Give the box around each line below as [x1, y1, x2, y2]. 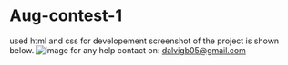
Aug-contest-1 [9, 5, 123, 26]
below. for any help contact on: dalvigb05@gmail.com [9, 44, 246, 55]
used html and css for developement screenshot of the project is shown [9, 35, 280, 46]
